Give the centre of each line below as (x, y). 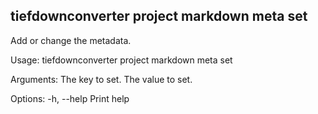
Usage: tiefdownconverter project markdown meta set (121, 60)
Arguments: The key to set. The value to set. (101, 79)
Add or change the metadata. (71, 40)
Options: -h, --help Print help (70, 98)
